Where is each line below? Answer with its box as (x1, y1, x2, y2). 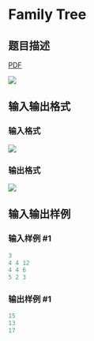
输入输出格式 (8, 100, 71, 114)
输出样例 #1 (8, 294, 51, 305)
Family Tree (8, 6, 87, 24)
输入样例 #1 (8, 233, 51, 244)
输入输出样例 (8, 208, 71, 221)
